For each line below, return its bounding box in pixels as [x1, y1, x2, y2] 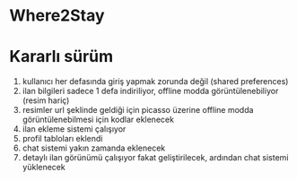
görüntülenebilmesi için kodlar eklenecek [22, 114, 175, 125]
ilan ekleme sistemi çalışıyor [22, 124, 127, 134]
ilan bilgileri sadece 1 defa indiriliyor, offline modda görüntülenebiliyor [22, 86, 279, 97]
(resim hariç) [22, 95, 70, 106]
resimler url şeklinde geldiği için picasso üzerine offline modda [22, 105, 254, 116]
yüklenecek [22, 162, 66, 173]
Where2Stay [9, 5, 105, 26]
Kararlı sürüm [9, 47, 114, 67]
